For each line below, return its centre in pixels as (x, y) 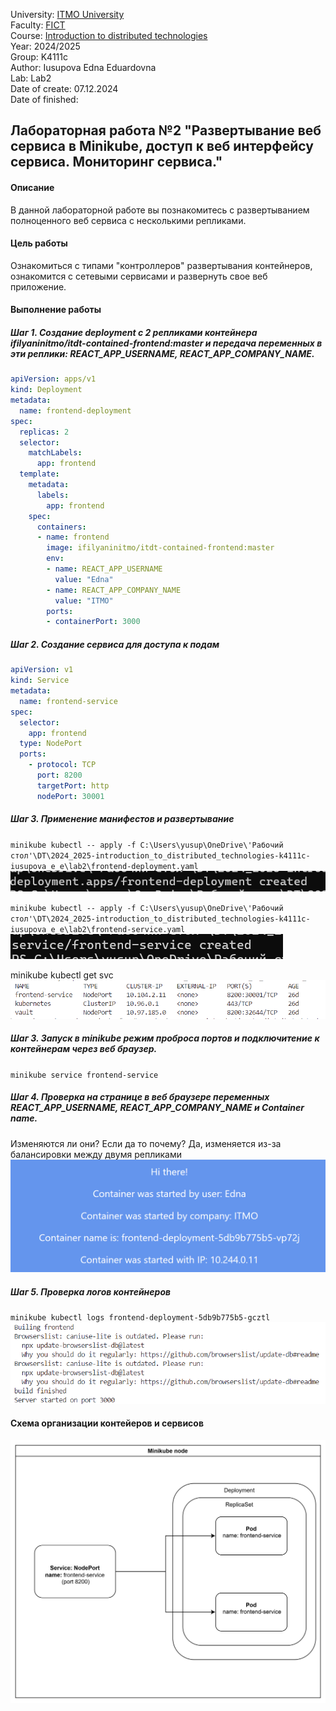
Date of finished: (44, 99)
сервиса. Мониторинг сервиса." (116, 162)
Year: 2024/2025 (45, 46)
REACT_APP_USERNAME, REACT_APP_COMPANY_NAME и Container (157, 1108)
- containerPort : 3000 (93, 622)
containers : (61, 527)
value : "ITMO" (84, 600)
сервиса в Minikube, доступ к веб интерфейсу (162, 146)
